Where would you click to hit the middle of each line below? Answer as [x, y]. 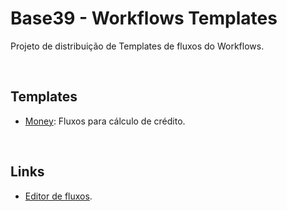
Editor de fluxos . [58, 196]
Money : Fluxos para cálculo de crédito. [105, 121]
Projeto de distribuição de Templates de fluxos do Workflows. [137, 46]
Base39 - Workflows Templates [144, 18]
